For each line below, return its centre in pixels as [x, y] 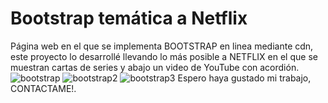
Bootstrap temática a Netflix [129, 18]
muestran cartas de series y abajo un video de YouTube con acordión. [155, 67]
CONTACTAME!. [43, 88]
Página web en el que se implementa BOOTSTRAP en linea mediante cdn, [162, 46]
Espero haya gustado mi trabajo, [244, 78]
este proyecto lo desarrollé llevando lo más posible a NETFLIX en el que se [164, 56]
